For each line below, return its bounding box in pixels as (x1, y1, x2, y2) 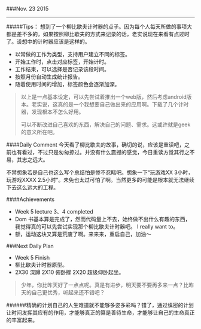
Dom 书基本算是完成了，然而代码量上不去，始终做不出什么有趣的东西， (14, 215, 191, 223)
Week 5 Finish (14, 254, 50, 261)
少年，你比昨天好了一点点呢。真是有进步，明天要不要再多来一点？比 (20, 281, 189, 288)
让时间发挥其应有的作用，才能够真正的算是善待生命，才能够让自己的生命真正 (6, 309, 195, 316)
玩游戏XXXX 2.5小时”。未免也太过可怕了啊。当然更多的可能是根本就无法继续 (6, 176, 194, 183)
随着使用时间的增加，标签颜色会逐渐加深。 (14, 81, 120, 87)
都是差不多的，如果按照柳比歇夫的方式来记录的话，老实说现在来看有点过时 (6, 31, 190, 38)
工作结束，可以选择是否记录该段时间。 (14, 66, 109, 72)
